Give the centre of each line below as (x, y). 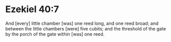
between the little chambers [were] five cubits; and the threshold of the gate (86, 28)
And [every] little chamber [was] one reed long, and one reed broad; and (82, 23)
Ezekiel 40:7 (32, 9)
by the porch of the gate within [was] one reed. (55, 34)
